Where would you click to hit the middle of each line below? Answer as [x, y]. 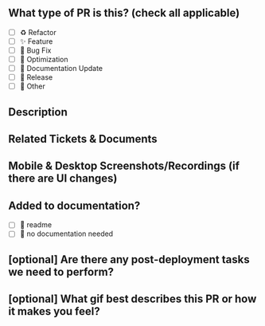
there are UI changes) [63, 179]
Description [38, 112]
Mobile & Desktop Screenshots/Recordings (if [124, 166]
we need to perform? [61, 271]
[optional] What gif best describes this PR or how [132, 299]
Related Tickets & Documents [83, 139]
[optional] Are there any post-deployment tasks [129, 259]
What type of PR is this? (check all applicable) [124, 13]
